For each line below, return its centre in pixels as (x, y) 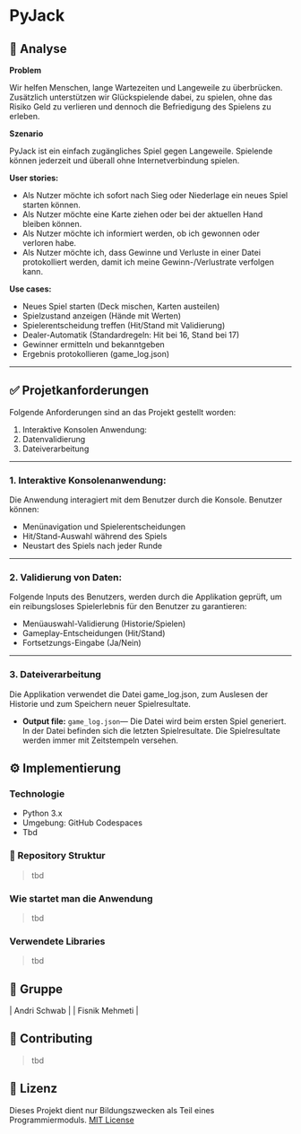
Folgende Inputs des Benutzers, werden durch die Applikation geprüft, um (146, 597)
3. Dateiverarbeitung (55, 675)
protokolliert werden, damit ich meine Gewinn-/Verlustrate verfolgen (148, 262)
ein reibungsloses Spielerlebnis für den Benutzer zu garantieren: (128, 606)
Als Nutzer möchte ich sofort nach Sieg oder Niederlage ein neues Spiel (155, 195)
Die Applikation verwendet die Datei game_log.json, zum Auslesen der (139, 694)
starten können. (51, 205)
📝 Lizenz (34, 1089)
